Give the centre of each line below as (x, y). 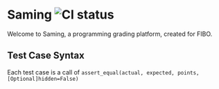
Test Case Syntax (46, 56)
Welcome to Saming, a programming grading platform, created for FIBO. (110, 34)
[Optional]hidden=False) (43, 79)
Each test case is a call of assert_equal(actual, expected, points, (103, 72)
